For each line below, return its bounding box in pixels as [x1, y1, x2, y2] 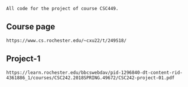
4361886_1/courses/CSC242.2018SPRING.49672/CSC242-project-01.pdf [6, 74, 175, 80]
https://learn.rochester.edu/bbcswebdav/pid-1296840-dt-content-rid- [6, 69, 183, 76]
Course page [6, 21, 56, 32]
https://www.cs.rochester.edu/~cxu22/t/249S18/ [6, 38, 127, 44]
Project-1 [6, 54, 41, 64]
